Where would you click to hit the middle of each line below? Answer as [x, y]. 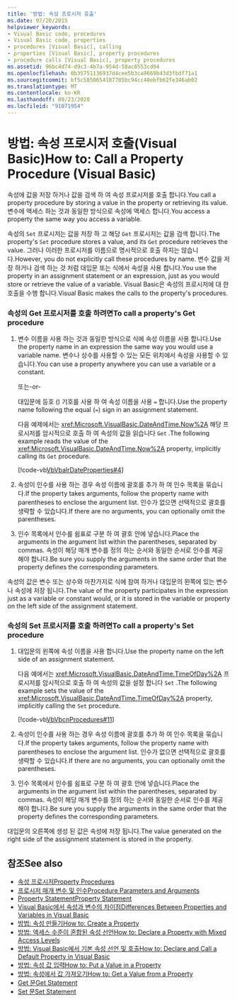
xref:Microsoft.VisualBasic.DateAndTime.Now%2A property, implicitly [119, 449]
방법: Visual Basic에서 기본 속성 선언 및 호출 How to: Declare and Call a [117, 949]
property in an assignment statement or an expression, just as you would [113, 275]
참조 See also [35, 863]
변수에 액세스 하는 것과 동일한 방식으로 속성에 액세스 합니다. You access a [109, 211]
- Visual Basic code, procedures [57, 34]
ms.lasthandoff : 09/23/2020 [49, 100]
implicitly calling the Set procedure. [69, 706]
